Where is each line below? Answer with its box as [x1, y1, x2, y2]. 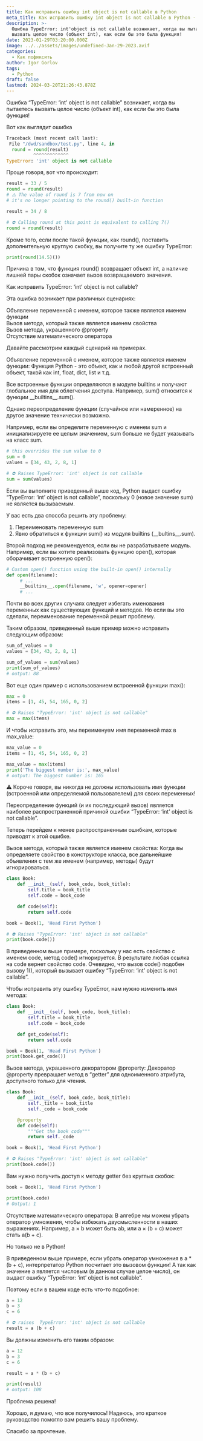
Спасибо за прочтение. [6, 1428, 66, 1435]
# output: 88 [6, 670, 39, 677]
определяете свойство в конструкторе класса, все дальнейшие [6, 851, 172, 859]
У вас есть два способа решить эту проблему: [6, 511, 127, 519]
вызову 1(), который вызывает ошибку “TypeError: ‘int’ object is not [6, 967, 178, 974]
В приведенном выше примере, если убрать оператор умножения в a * [6, 1254, 192, 1262]
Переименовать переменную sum [14, 523, 104, 531]
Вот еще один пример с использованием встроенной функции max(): [6, 681, 185, 689]
